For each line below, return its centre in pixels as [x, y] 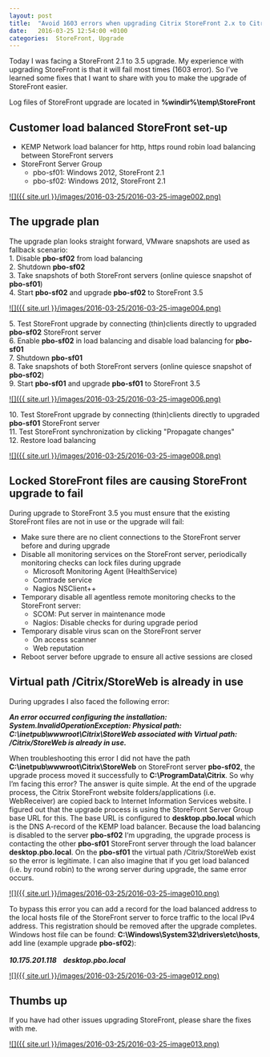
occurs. [22, 878]
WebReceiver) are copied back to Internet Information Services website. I [130, 801]
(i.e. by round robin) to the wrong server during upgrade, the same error [128, 869]
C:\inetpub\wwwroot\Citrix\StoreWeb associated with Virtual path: [123, 734]
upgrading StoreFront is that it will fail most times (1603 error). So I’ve [124, 70]
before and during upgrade [65, 545]
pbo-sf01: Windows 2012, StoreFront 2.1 [99, 173]
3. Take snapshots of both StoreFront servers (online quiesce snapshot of [131, 275]
